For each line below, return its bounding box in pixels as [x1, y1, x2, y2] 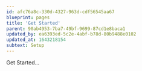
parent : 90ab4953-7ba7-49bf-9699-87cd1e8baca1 [6, 25, 126, 32]
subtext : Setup [6, 43, 45, 49]
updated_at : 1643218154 [6, 37, 66, 43]
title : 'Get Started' [6, 20, 61, 26]
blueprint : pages [6, 14, 50, 20]
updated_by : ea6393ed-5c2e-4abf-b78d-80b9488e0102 [6, 31, 137, 37]
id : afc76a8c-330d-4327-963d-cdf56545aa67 [6, 8, 115, 15]
